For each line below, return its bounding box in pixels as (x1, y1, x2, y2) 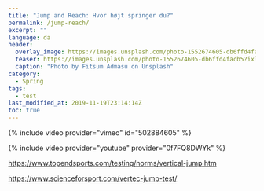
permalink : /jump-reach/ (8, 19, 90, 27)
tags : (8, 84, 26, 93)
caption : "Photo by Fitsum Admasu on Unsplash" (15, 63, 174, 71)
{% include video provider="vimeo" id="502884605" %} (8, 128, 192, 138)
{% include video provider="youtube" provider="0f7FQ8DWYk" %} (8, 143, 226, 152)
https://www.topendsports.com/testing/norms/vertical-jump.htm (8, 159, 218, 167)
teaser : (15, 56, 41, 64)
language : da (8, 33, 51, 42)
